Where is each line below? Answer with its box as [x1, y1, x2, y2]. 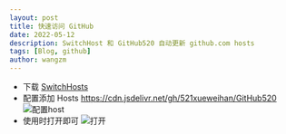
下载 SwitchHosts [22, 81, 89, 91]
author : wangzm [9, 55, 67, 64]
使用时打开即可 [22, 115, 79, 126]
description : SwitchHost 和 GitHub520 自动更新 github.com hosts [9, 38, 255, 48]
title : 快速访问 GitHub [9, 22, 94, 31]
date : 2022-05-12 [9, 30, 75, 39]
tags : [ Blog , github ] [9, 47, 92, 56]
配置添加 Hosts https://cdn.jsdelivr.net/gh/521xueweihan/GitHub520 [22, 92, 277, 103]
